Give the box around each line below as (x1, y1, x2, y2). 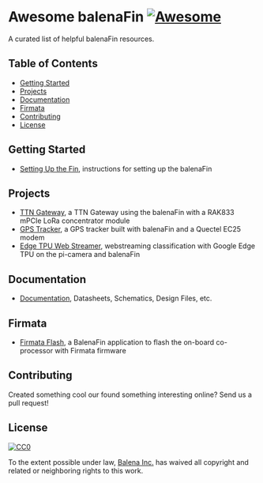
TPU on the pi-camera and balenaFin (19, 250, 141, 259)
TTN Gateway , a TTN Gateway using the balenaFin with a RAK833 (19, 208, 235, 217)
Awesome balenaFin (8, 8, 145, 26)
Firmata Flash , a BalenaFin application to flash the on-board (19, 338, 215, 347)
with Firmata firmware (54, 346, 126, 355)
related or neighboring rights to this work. (8, 466, 144, 475)
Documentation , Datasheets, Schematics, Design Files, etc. (19, 293, 212, 304)
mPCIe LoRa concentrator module (19, 216, 130, 225)
